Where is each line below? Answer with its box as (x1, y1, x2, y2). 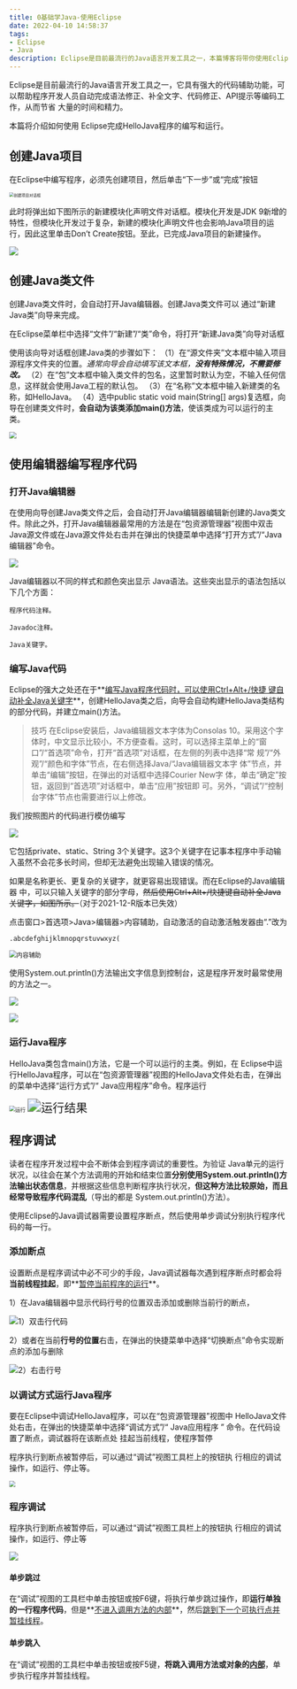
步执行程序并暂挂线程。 (9, 1670, 95, 1680)
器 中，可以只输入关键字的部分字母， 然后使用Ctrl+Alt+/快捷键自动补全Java (9, 887, 281, 898)
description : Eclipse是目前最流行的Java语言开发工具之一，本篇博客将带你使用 (9, 54, 270, 63)
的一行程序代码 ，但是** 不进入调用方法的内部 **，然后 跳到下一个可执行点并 (9, 1604, 281, 1616)
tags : (9, 29, 29, 38)
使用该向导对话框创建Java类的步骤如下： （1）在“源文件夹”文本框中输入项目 (9, 347, 287, 358)
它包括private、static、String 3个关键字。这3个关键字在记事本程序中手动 (9, 846, 274, 857)
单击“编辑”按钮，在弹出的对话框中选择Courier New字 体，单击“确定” (30, 769, 279, 780)
